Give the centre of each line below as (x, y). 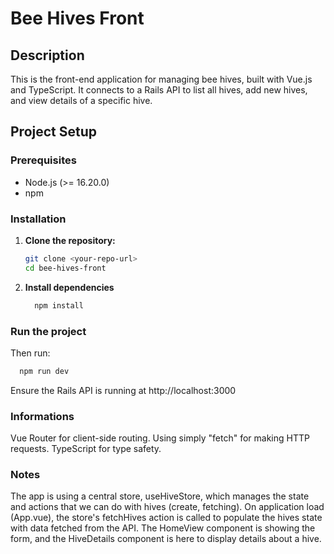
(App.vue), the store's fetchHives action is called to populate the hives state (166, 518)
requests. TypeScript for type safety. (86, 449)
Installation (38, 219)
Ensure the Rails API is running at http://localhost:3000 (123, 390)
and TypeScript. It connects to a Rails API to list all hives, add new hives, (159, 90)
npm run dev (44, 371)
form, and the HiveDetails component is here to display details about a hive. (166, 539)
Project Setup (54, 132)
